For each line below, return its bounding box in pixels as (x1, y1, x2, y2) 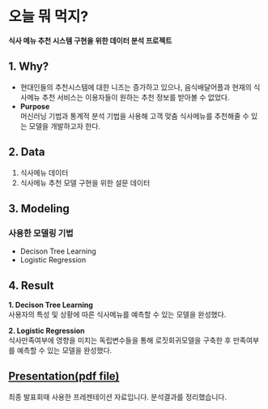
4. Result (8, 279, 54, 292)
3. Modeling (8, 202, 70, 215)
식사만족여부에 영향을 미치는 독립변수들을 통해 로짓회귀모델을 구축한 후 (8, 335, 232, 345)
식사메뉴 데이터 (19, 168, 69, 177)
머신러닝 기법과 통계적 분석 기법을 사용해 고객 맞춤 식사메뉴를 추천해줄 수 (19, 111, 249, 121)
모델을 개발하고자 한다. (28, 121, 101, 130)
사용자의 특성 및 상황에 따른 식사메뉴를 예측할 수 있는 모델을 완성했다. (8, 309, 227, 320)
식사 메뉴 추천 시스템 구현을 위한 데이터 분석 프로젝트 (8, 36, 172, 45)
